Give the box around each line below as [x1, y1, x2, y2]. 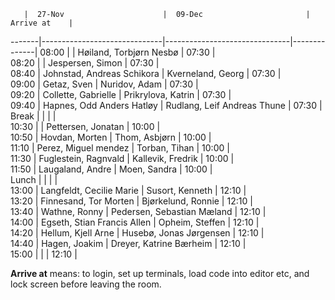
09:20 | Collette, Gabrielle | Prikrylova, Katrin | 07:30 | [10, 89, 232, 100]
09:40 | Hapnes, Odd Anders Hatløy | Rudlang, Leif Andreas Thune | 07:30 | [10, 100, 323, 111]
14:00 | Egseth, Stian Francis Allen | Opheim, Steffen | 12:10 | [10, 216, 260, 228]
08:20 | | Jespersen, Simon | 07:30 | [10, 57, 160, 69]
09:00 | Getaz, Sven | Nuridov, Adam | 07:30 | [10, 78, 199, 90]
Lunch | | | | [10, 174, 58, 185]
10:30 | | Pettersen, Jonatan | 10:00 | [10, 121, 161, 132]
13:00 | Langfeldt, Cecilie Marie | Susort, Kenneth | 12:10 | [10, 185, 247, 196]
